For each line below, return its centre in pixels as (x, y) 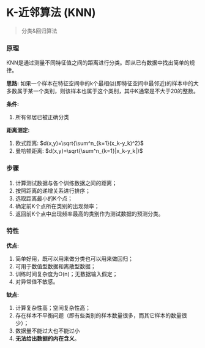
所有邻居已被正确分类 (42, 117)
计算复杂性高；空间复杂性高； (53, 307)
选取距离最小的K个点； (44, 198)
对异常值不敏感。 (37, 281)
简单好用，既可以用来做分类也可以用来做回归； (74, 258)
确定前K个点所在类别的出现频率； (57, 206)
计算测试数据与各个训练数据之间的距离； (66, 183)
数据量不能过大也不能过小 (47, 331)
